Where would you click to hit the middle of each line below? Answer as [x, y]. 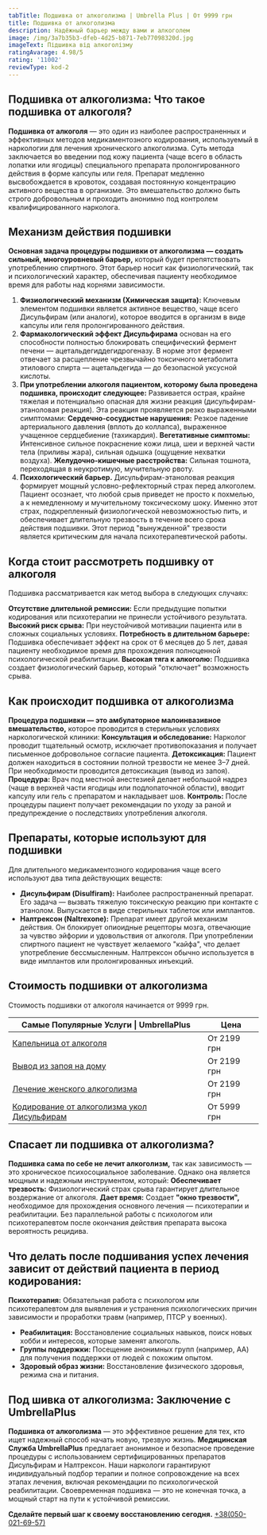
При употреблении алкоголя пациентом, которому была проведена [139, 385]
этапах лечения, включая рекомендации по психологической [113, 1482]
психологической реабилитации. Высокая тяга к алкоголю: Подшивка [129, 659]
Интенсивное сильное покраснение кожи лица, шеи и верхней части [137, 444]
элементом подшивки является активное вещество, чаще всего [129, 309]
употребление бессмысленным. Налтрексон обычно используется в [137, 952]
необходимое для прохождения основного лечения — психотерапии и [129, 1206]
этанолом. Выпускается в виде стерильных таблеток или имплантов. [137, 910]
